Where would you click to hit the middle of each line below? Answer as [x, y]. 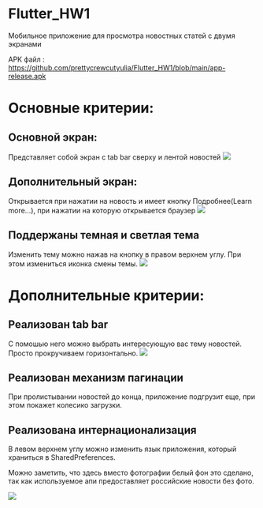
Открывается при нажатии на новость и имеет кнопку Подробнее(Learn [130, 201]
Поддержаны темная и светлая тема [104, 235]
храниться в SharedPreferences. [62, 457]
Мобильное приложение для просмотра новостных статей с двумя [122, 36]
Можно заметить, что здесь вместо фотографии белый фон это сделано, [131, 473]
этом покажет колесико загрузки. [65, 405]
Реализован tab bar [58, 325]
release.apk [27, 76]
